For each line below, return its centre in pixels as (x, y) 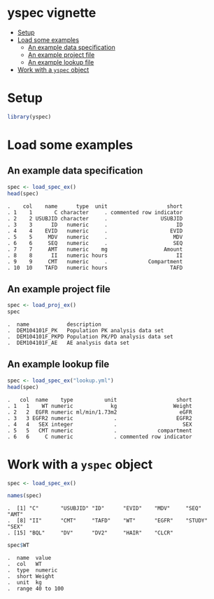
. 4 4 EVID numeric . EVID (95, 231)
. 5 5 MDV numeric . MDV (95, 237)
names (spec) (24, 496)
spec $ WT (19, 546)
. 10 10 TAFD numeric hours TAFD (95, 268)
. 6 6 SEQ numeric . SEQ (95, 243)
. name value (29, 558)
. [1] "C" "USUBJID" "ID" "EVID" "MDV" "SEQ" (104, 508)
